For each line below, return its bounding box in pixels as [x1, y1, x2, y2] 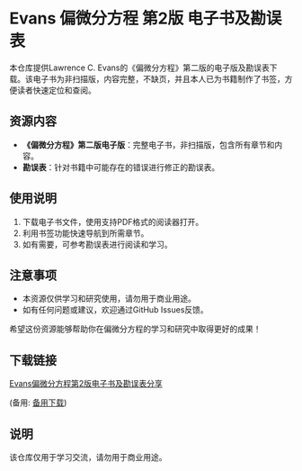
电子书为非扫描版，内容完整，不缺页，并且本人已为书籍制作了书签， [32, 73, 285, 84]
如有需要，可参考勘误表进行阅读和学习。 [22, 239, 173, 249]
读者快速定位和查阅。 [16, 85, 96, 95]
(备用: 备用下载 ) [9, 397, 67, 408]
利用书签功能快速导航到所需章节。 [22, 227, 149, 239]
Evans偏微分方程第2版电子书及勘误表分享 [9, 378, 164, 389]
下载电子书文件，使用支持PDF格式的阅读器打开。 [22, 216, 204, 227]
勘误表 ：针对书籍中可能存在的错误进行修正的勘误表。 [22, 161, 220, 172]
